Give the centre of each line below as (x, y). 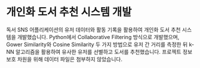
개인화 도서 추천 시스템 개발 (69, 12)
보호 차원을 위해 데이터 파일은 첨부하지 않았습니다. (64, 59)
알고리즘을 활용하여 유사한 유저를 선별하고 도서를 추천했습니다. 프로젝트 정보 (104, 51)
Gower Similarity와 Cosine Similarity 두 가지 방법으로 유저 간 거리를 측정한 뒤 (97, 44)
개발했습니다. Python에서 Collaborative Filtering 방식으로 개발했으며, (98, 37)
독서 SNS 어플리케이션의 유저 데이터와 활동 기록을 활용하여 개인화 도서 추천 (93, 30)
